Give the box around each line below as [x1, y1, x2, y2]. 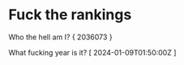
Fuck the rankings [8, 6, 132, 24]
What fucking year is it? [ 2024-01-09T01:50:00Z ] [8, 47, 177, 57]
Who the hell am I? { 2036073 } [8, 32, 113, 42]
